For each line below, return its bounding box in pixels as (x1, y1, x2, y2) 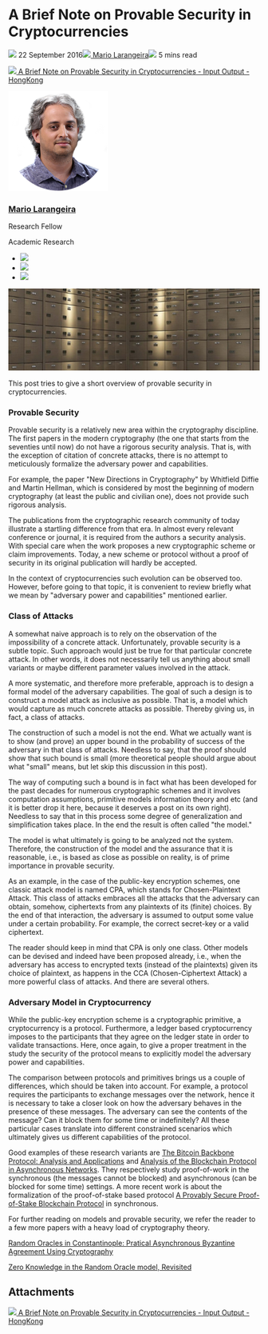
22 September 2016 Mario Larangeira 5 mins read (18, 50, 198, 59)
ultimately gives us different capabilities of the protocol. (8, 1132, 191, 1142)
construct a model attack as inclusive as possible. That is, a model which (8, 695, 248, 705)
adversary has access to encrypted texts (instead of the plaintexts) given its (8, 960, 258, 969)
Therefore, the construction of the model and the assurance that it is (8, 844, 233, 853)
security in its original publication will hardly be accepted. (8, 558, 198, 568)
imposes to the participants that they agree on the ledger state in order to (8, 1032, 250, 1041)
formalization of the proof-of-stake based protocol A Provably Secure (8, 1190, 237, 1200)
